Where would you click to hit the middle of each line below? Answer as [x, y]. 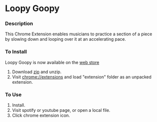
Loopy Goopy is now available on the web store [52, 62]
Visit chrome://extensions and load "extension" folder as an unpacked [82, 77]
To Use [13, 94]
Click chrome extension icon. [41, 115]
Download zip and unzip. [37, 72]
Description [19, 24]
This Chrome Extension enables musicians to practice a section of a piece [78, 34]
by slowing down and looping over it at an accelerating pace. [66, 39]
